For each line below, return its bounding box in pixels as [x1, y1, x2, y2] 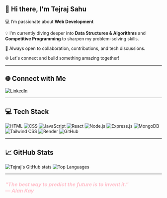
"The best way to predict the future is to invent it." [5, 181, 129, 188]
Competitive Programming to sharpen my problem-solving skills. [5, 35, 139, 41]
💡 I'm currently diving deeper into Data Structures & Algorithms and [5, 30, 146, 36]
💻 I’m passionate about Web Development [5, 18, 94, 24]
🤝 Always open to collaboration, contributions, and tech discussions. [5, 45, 146, 51]
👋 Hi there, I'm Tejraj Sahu [5, 5, 87, 13]
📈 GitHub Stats [5, 148, 54, 157]
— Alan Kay [5, 188, 34, 195]
